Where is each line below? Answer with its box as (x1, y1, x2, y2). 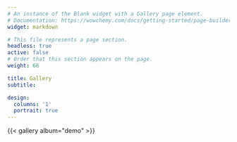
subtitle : (7, 82, 37, 89)
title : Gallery (7, 75, 52, 82)
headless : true (7, 43, 52, 50)
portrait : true (13, 107, 59, 115)
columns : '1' (13, 101, 52, 108)
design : (7, 94, 30, 101)
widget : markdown (7, 23, 59, 30)
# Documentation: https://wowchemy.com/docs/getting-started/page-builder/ (7, 17, 235, 24)
